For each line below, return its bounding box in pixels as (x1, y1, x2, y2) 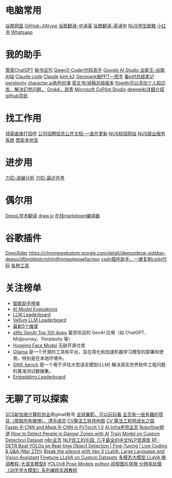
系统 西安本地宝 (5, 137, 39, 143)
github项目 (5, 92, 28, 99)
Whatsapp (11, 29, 33, 35)
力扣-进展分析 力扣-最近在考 (5, 175, 65, 181)
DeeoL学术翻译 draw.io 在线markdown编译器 (5, 213, 100, 219)
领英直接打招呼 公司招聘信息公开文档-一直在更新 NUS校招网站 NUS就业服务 (5, 130, 166, 137)
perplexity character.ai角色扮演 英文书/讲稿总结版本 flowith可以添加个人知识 (5, 80, 166, 86)
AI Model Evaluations (12, 306, 58, 312)
